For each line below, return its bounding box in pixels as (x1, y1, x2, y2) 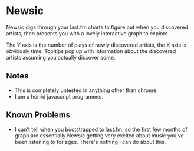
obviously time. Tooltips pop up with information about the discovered (6, 47, 176, 54)
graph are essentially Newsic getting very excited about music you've (14, 132, 184, 139)
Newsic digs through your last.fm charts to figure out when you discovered (6, 24, 189, 31)
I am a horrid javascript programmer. (14, 93, 104, 100)
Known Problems (6, 110, 71, 120)
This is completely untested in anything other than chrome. (14, 87, 158, 94)
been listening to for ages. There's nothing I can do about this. (14, 138, 166, 145)
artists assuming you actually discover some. (6, 54, 116, 61)
